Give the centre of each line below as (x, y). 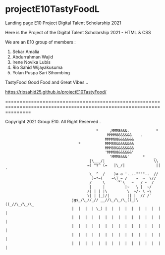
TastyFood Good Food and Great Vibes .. (47, 82)
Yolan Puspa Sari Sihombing (41, 72)
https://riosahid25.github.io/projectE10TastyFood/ (56, 92)
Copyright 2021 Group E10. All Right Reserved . (53, 121)
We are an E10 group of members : (40, 42)
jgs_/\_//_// (85, 200)
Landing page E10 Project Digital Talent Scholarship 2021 (63, 23)
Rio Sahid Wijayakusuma (37, 67)
